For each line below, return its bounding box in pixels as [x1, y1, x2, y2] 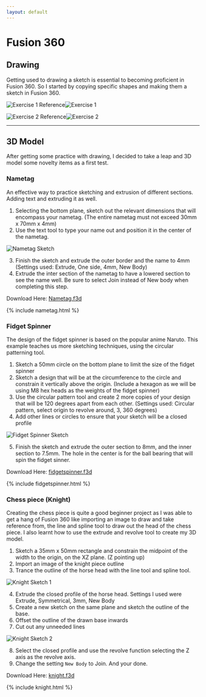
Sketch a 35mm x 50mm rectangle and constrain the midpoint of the [15, 547, 188, 555]
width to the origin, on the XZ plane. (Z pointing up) [15, 553, 145, 561]
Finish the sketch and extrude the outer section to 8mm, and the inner [15, 443, 192, 451]
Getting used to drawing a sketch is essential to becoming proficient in [6, 76, 185, 83]
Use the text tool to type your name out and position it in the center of [15, 226, 192, 234]
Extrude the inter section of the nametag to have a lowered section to [15, 269, 191, 277]
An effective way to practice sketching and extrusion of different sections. [6, 188, 194, 196]
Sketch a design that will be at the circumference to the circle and [15, 374, 181, 381]
